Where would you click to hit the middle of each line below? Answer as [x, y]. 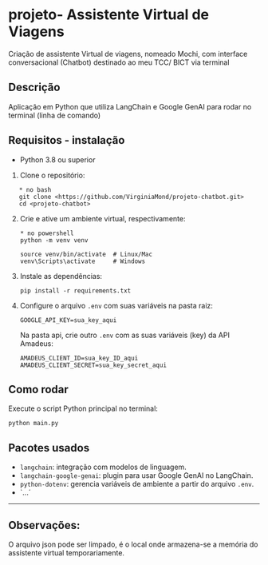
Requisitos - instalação [67, 140]
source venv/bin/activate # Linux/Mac [86, 254]
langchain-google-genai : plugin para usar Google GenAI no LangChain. [136, 475]
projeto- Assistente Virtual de [109, 15]
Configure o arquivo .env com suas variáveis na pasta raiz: [116, 305]
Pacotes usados [49, 448]
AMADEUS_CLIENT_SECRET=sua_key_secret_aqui [93, 365]
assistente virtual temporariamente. [67, 553]
